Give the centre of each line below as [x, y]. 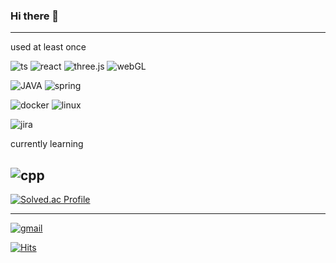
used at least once [48, 47]
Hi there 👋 [35, 16]
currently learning [47, 144]
